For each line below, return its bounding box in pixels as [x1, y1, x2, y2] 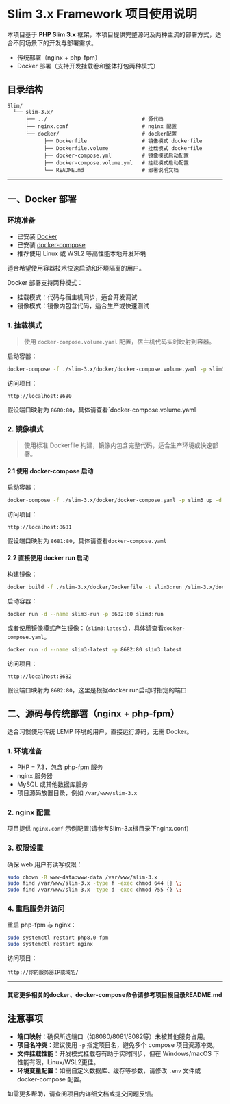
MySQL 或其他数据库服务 [16, 780, 88, 788]
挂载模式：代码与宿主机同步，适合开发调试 [16, 293, 138, 301]
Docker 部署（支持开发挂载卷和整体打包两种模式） [16, 62, 159, 70]
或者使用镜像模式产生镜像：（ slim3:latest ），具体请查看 [7, 624, 164, 632]
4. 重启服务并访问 [7, 904, 65, 914]
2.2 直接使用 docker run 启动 [7, 553, 89, 562]
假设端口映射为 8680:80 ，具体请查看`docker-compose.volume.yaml [7, 405, 196, 414]
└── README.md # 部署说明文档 [43, 166, 179, 173]
